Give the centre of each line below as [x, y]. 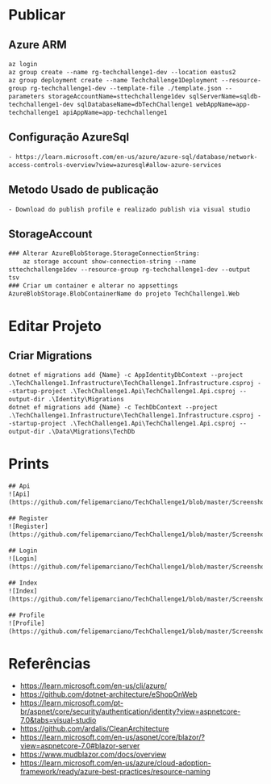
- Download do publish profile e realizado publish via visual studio [129, 209]
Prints [29, 464]
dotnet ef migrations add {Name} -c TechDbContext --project [113, 408]
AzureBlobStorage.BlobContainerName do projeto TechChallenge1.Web [124, 294]
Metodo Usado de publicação [83, 190]
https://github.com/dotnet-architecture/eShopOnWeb [108, 694]
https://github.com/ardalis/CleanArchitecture [94, 729]
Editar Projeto [55, 326]
